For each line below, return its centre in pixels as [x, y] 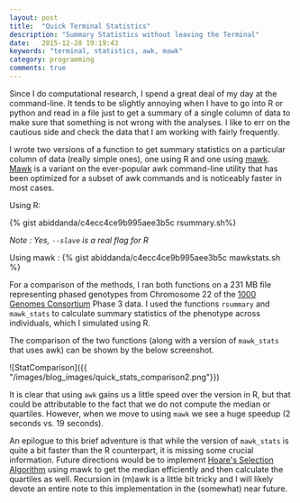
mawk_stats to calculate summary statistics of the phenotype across [135, 313]
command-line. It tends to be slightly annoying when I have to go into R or [146, 103]
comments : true [38, 69]
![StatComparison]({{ [48, 367]
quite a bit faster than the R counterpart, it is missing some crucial [132, 450]
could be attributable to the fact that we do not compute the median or [140, 404]
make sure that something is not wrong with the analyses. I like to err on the [150, 122]
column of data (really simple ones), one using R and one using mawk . [140, 159]
